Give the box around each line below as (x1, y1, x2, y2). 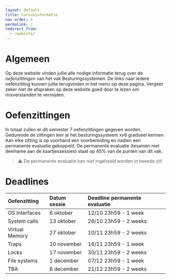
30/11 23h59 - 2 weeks (88, 248, 147, 256)
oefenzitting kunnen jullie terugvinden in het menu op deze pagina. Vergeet (5, 81, 163, 87)
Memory (8, 232, 28, 239)
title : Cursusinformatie (5, 12, 58, 17)
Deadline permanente (88, 194, 141, 201)
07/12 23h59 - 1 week (88, 257, 144, 264)
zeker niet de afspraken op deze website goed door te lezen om (5, 86, 139, 92)
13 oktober (49, 217, 76, 224)
